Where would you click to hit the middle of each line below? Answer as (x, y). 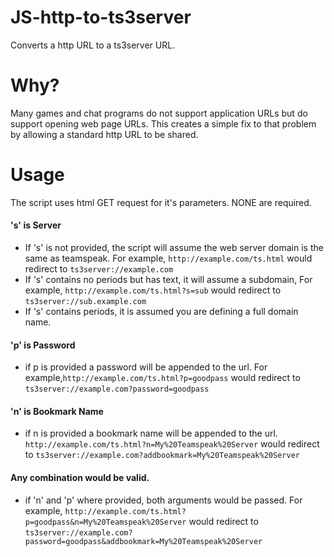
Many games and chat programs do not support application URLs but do (159, 113)
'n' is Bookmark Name (57, 411)
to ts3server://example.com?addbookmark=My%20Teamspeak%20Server (162, 455)
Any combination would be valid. (80, 478)
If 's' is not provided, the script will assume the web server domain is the (174, 248)
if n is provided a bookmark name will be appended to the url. (151, 433)
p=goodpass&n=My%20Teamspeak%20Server (105, 522)
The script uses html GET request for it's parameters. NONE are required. (161, 202)
